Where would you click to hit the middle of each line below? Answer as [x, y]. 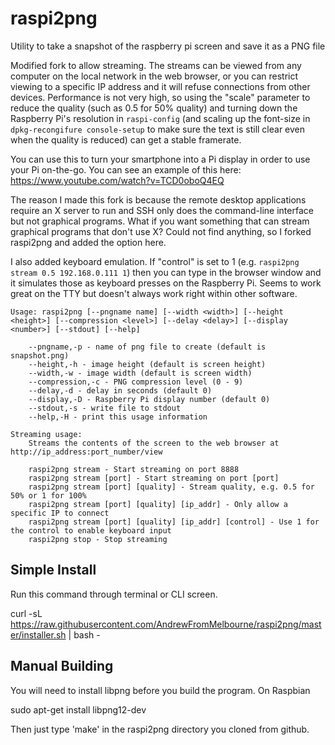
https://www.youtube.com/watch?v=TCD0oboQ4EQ [117, 180]
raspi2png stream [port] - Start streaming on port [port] [154, 478]
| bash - [84, 634]
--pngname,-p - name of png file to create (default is [147, 347]
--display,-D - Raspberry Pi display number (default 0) [149, 399]
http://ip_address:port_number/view [86, 452]
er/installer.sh [38, 634]
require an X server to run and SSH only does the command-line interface [162, 210]
